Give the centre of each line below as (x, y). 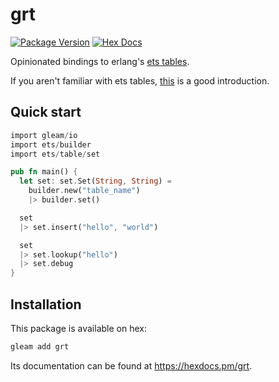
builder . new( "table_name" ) (84, 191)
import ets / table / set (55, 154)
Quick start (46, 112)
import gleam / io (44, 135)
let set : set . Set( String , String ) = (95, 181)
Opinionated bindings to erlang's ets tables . (100, 61)
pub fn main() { (44, 172)
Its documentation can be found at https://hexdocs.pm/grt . (131, 365)
